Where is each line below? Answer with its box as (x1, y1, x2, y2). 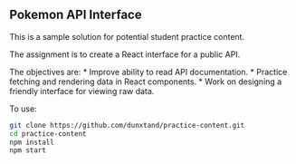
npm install (9, 138, 54, 147)
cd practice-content (9, 129, 88, 139)
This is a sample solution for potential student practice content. (9, 31, 245, 42)
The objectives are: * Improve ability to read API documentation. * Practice (9, 66, 288, 77)
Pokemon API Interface (9, 7, 142, 23)
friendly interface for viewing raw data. (9, 85, 155, 96)
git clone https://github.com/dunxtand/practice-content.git (9, 121, 245, 130)
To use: (9, 103, 38, 114)
